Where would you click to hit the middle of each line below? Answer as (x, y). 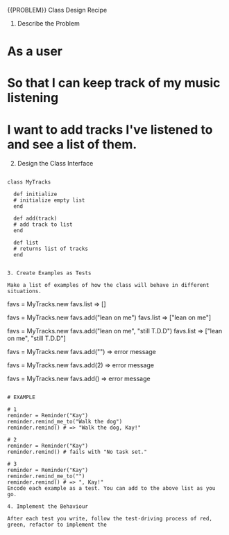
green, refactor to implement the (57, 525)
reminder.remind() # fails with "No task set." (77, 452)
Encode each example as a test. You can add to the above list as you (111, 489)
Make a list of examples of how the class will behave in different (108, 286)
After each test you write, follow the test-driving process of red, (110, 519)
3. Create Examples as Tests (49, 273)
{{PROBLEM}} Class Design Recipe (57, 10)
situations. (24, 291)
